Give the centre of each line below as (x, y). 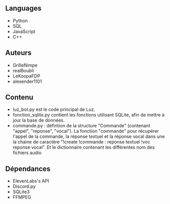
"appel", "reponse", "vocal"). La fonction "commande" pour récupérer (86, 131)
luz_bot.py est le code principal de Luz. (54, 109)
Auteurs (19, 53)
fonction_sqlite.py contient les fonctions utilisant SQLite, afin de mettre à (89, 115)
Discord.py (24, 186)
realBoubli (23, 70)
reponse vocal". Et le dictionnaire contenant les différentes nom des (84, 148)
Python (20, 20)
